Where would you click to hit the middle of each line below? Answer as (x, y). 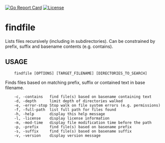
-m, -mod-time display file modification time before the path (83, 123)
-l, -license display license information (62, 118)
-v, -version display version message (57, 136)
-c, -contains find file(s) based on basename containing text (83, 97)
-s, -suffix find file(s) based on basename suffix (73, 131)
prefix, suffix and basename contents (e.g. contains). (59, 46)
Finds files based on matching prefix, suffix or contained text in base (75, 82)
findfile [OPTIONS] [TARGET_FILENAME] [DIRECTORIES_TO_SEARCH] (81, 73)
